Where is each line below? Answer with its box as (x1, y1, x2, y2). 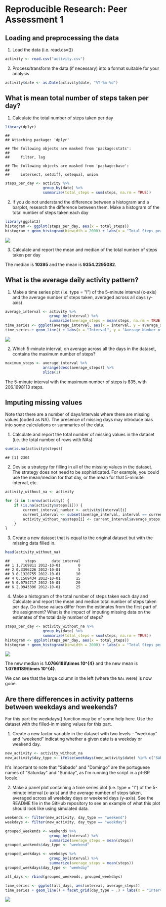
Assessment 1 (5, 14, 64, 25)
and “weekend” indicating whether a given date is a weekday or (12, 736, 142, 742)
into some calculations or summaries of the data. (5, 422, 105, 428)
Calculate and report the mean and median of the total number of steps (12, 247, 158, 252)
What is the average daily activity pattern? (5, 276, 139, 284)
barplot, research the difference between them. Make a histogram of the (12, 204, 160, 210)
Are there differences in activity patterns (5, 695, 133, 704)
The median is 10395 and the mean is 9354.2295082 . (5, 261, 117, 267)
